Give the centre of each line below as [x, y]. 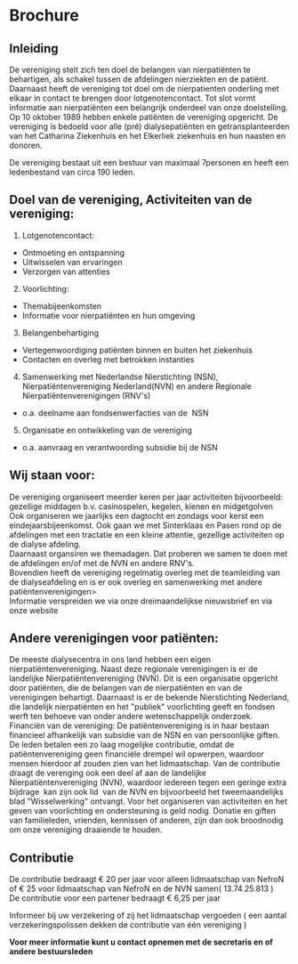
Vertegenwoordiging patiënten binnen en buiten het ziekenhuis [137, 350]
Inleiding [34, 49]
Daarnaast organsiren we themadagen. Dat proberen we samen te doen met [149, 554]
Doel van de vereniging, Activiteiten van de [131, 200]
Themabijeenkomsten [62, 306]
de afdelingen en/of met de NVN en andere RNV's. [102, 563]
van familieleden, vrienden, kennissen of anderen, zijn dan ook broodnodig [146, 821]
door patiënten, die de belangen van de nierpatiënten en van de [126, 688]
